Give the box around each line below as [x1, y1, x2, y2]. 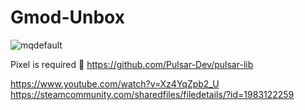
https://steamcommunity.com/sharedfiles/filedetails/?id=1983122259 [10, 88, 295, 100]
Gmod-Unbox [10, 6, 125, 29]
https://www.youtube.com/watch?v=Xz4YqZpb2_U [10, 77, 220, 90]
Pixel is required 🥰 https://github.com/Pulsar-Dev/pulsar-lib [10, 58, 254, 70]
